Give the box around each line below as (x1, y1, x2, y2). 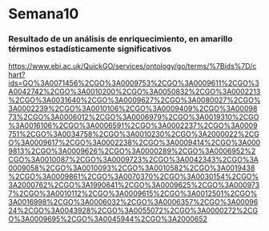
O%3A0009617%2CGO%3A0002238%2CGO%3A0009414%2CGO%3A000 (8, 137, 261, 148)
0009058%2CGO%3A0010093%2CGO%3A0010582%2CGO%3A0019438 (8, 163, 255, 173)
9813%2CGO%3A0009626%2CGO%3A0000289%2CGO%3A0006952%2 (8, 146, 256, 156)
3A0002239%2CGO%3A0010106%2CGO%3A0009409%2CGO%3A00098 (8, 104, 258, 114)
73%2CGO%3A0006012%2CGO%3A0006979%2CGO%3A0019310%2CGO (8, 113, 259, 122)
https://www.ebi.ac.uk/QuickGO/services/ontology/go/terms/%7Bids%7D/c (8, 62, 257, 71)
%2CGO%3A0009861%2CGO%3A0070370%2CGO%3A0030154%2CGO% (8, 172, 259, 181)
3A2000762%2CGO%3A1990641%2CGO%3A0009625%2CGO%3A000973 (8, 181, 260, 190)
